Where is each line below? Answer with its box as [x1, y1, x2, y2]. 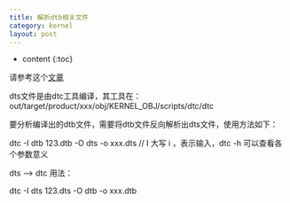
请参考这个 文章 [9, 72, 64, 82]
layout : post [9, 29, 58, 38]
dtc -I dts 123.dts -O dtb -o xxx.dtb [9, 185, 137, 196]
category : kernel [9, 21, 74, 30]
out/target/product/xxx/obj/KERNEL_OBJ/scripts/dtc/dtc [9, 101, 215, 112]
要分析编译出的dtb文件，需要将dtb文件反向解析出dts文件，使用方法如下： [9, 119, 278, 129]
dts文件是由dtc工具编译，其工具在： [9, 90, 142, 102]
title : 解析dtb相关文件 [9, 12, 89, 22]
